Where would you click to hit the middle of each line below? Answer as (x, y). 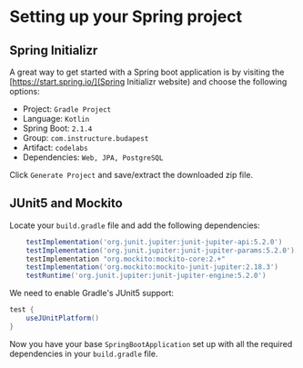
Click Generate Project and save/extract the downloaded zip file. (131, 175)
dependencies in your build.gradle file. (84, 353)
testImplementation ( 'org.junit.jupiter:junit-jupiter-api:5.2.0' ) (154, 242)
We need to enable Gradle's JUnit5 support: (92, 293)
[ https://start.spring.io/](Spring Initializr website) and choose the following (148, 82)
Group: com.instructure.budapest (86, 138)
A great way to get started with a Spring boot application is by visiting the (147, 72)
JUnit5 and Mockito (66, 203)
